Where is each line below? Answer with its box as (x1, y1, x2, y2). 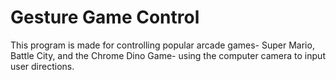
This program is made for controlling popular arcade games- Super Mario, (10, 39, 315, 51)
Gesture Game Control (10, 6, 200, 29)
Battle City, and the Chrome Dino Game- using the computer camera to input (10, 49, 326, 61)
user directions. (10, 60, 75, 72)
